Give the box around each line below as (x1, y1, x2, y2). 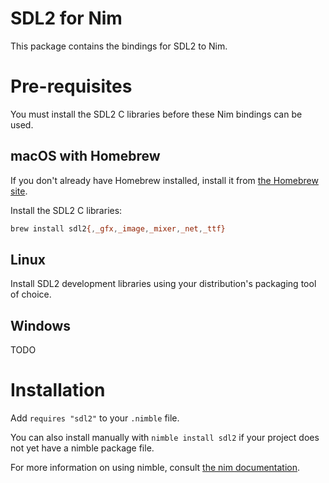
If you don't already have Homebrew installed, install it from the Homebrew (10, 174, 319, 186)
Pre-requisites (10, 75, 133, 98)
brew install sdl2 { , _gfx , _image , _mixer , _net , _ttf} (10, 223, 226, 234)
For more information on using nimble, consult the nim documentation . (10, 462, 301, 474)
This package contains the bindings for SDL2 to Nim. (10, 40, 228, 52)
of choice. (10, 288, 52, 301)
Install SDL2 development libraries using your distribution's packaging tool (10, 278, 317, 290)
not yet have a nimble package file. (10, 442, 155, 454)
